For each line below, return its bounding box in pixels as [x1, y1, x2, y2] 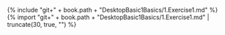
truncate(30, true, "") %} [7, 21, 77, 28]
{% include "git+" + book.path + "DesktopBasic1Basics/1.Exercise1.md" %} [7, 6, 218, 14]
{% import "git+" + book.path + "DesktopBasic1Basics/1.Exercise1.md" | [7, 13, 209, 21]
